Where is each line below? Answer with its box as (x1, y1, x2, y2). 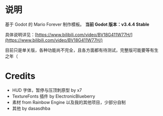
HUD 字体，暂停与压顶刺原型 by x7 (12, 87, 82, 93)
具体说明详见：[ (5, 32, 37, 37)
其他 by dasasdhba (12, 105, 51, 111)
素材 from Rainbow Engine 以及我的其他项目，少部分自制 (12, 99, 126, 105)
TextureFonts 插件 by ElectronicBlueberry (12, 93, 95, 99)
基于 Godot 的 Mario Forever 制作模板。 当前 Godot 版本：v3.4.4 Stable (5, 21, 149, 27)
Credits (5, 71, 36, 82)
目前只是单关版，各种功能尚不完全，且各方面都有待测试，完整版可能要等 (5, 47, 150, 53)
